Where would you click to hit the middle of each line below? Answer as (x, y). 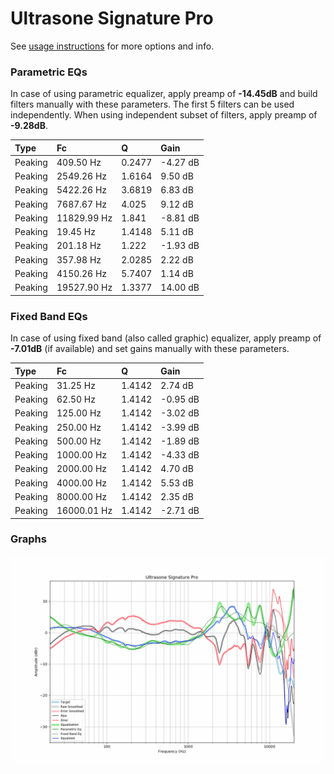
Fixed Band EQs (49, 316)
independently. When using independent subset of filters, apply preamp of (164, 115)
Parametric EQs (49, 72)
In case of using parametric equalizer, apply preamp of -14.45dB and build (164, 94)
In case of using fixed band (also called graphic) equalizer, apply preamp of (166, 338)
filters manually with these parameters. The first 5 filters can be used (152, 104)
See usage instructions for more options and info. (112, 46)
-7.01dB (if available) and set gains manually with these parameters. (150, 349)
